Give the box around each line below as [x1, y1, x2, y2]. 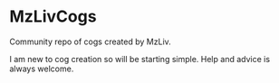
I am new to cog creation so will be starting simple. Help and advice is [9, 53, 270, 64]
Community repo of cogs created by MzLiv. [9, 36, 172, 47]
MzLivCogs [9, 6, 97, 27]
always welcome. [9, 63, 74, 74]
